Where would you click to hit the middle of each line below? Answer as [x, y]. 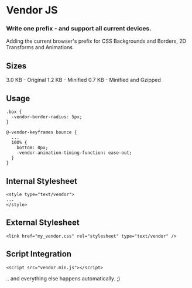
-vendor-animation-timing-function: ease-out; [74, 153]
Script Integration [39, 254]
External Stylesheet [43, 223]
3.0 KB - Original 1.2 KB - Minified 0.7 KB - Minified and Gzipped [83, 80]
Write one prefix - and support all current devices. [79, 29]
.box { [14, 112]
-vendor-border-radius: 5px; [47, 117]
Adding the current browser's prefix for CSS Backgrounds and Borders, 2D [96, 41]
